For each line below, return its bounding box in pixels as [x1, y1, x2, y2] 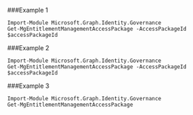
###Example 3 [7, 82, 50, 90]
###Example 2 [7, 44, 50, 52]
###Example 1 [7, 6, 48, 14]
